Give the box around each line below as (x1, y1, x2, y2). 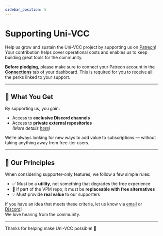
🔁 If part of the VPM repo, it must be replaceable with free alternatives (12, 186, 155, 192)
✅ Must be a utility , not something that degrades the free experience (12, 181, 151, 187)
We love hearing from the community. (5, 212, 81, 218)
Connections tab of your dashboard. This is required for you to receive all (5, 69, 153, 75)
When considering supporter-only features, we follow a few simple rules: (5, 171, 151, 177)
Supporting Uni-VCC (5, 28, 90, 39)
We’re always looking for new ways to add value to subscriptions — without (5, 135, 156, 141)
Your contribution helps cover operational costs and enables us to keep (5, 49, 148, 55)
